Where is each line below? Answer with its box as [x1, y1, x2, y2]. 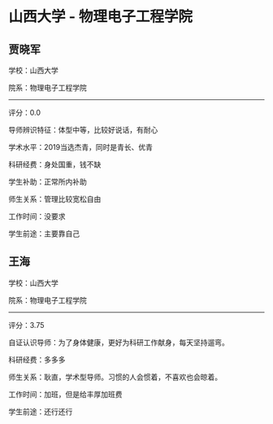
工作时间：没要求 [8, 212, 66, 221]
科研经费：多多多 [8, 355, 66, 365]
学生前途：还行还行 [8, 406, 73, 416]
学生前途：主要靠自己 [8, 229, 80, 238]
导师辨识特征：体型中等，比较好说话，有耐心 [8, 125, 158, 134]
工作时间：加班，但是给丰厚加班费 [8, 389, 123, 399]
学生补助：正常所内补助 [8, 177, 87, 186]
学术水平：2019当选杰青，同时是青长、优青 [8, 142, 153, 151]
